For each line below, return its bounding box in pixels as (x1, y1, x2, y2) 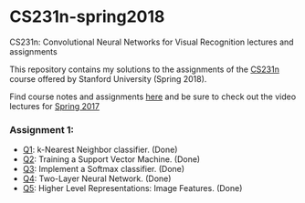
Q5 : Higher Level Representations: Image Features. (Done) (22, 183, 243, 194)
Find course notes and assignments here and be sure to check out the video (9, 91, 297, 102)
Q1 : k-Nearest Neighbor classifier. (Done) (22, 144, 178, 156)
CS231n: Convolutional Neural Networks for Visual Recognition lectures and (9, 36, 294, 47)
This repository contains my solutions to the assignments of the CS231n (9, 64, 280, 75)
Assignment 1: (9, 123, 75, 136)
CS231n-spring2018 (9, 6, 165, 27)
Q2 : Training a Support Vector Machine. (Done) (22, 154, 201, 165)
